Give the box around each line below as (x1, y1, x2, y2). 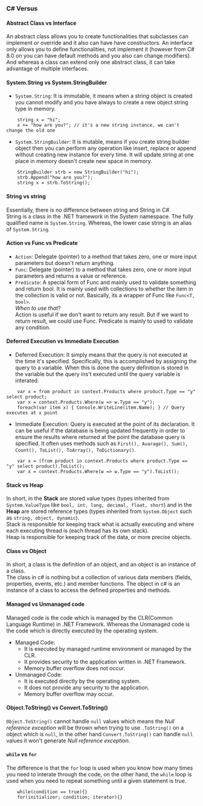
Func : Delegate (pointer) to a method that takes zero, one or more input (14, 266, 192, 273)
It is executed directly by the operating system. (24, 677, 141, 685)
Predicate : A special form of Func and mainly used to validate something (14, 278, 196, 286)
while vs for (6, 751, 37, 758)
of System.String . (6, 226, 50, 233)
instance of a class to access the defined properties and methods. (6, 586, 171, 594)
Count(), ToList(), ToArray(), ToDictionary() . (14, 446, 136, 453)
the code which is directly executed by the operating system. (6, 626, 158, 634)
